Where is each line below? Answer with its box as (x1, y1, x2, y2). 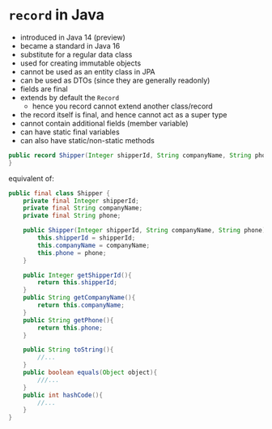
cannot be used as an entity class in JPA (19, 66, 155, 76)
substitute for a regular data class (19, 49, 133, 59)
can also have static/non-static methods (19, 135, 155, 145)
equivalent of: (8, 173, 55, 183)
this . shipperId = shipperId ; (37, 234, 136, 242)
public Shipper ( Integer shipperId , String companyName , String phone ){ (23, 227, 270, 235)
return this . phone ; (37, 324, 104, 332)
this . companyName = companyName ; (37, 241, 151, 249)
